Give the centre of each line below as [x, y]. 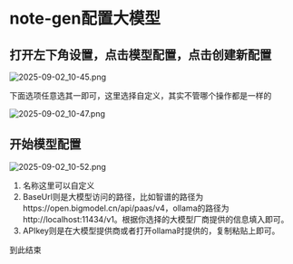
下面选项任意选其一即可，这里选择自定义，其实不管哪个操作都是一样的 [141, 95]
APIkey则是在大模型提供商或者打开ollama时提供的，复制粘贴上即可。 [151, 231]
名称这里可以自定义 [59, 185]
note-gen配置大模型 [85, 19]
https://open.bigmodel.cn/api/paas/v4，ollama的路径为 [126, 208]
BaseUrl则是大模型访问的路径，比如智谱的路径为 [113, 196]
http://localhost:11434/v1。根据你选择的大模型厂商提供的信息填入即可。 [156, 219]
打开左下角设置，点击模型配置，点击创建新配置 [141, 55]
